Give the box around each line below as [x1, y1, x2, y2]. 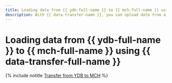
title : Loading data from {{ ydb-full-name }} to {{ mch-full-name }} [5, 7, 159, 13]
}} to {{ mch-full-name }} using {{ [5, 45, 151, 57]
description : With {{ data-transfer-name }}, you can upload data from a [5, 12, 166, 17]
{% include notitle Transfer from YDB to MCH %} [5, 72, 109, 79]
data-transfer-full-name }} [5, 56, 121, 67]
